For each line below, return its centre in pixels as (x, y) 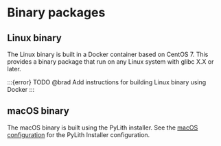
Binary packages (56, 13)
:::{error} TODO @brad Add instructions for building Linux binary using (107, 82)
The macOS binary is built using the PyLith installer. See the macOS (103, 127)
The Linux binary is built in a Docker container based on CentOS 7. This (108, 54)
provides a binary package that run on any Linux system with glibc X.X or (110, 62)
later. (14, 69)
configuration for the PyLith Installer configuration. (79, 134)
